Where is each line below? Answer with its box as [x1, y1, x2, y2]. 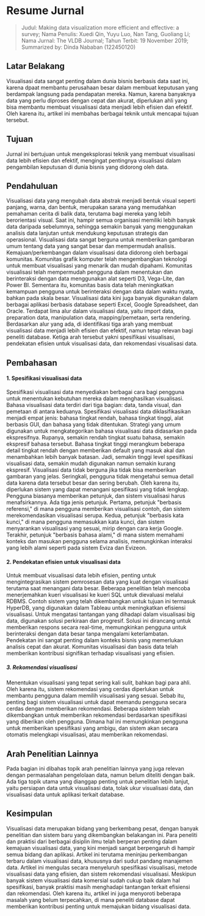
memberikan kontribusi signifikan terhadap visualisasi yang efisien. [6, 650, 175, 657]
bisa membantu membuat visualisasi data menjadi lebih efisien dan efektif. [6, 103, 193, 111]
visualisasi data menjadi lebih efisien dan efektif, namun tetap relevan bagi [6, 327, 193, 334]
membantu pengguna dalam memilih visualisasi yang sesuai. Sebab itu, [6, 692, 185, 700]
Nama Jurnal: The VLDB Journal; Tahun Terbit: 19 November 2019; [21, 37, 189, 44]
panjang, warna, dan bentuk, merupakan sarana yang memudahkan [6, 203, 176, 211]
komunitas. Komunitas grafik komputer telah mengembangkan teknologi [6, 255, 187, 263]
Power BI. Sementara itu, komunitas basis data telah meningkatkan [6, 282, 174, 289]
